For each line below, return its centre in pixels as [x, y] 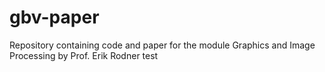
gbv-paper [54, 17]
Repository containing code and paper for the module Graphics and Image [162, 45]
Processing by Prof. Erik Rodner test [84, 55]
